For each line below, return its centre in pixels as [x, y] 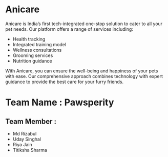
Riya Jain [22, 144]
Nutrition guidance [32, 61]
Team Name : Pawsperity [60, 102]
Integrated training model [39, 44]
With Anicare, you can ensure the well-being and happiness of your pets [82, 71]
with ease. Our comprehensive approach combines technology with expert [84, 76]
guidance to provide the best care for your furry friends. [65, 82]
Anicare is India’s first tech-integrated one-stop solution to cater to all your [84, 24]
